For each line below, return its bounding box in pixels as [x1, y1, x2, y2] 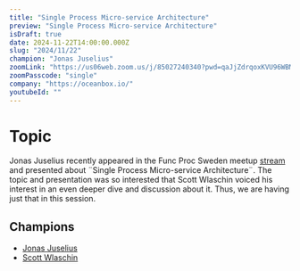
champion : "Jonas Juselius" [9, 54, 114, 63]
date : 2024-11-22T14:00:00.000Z [9, 37, 129, 47]
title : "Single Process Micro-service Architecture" [9, 12, 210, 22]
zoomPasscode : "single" [9, 71, 98, 80]
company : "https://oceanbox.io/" [9, 79, 134, 88]
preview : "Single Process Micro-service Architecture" [9, 21, 218, 30]
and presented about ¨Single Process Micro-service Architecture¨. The [9, 165, 272, 176]
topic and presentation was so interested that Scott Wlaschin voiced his [9, 175, 273, 185]
